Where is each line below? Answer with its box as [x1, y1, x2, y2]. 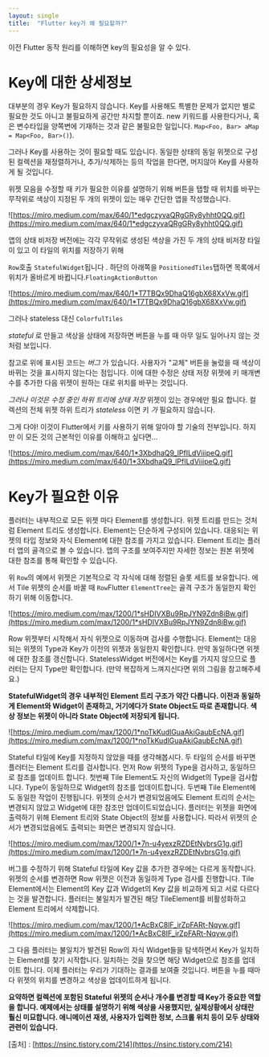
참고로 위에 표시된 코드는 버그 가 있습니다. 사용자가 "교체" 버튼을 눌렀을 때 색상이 [8, 358, 261, 368]
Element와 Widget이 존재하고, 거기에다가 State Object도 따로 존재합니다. [16, 701, 249, 711]
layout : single [8, 11, 59, 20]
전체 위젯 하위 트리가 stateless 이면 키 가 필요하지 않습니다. [29, 405, 215, 414]
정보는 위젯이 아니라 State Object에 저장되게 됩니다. [16, 712, 180, 721]
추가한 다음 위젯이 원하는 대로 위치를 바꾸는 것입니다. [22, 378, 189, 388]
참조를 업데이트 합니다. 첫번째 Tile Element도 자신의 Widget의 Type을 [16, 773, 237, 782]
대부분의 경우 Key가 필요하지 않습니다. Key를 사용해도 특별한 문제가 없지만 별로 [8, 101, 255, 111]
